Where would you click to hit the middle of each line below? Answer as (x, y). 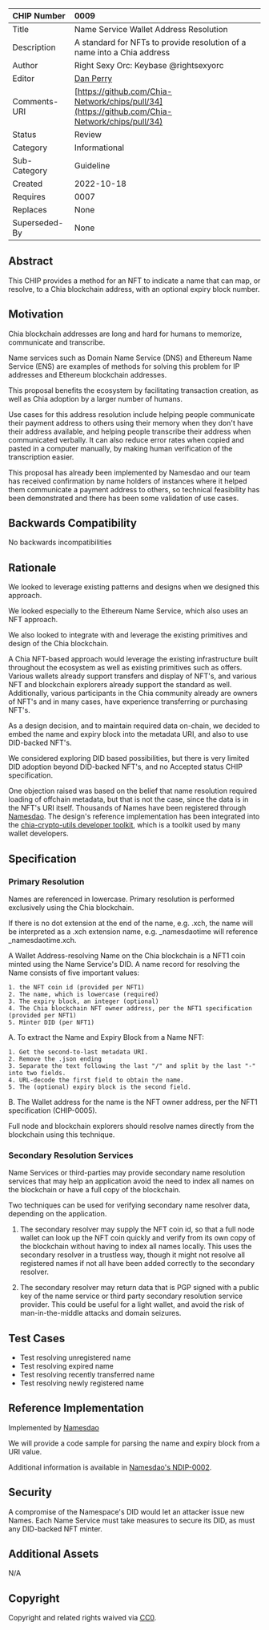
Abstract (31, 261)
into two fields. (37, 1073)
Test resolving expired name (67, 1366)
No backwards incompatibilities (60, 542)
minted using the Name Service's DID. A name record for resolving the (124, 964)
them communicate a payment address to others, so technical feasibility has (134, 489)
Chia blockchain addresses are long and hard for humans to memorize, (125, 334)
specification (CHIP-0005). (53, 1110)
